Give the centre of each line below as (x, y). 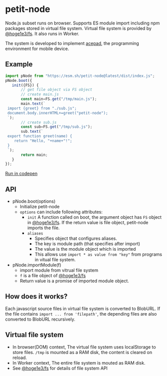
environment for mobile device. (37, 48)
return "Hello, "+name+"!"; (43, 141)
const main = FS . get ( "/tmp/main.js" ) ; (59, 99)
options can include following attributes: (61, 212)
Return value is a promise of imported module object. (75, 281)
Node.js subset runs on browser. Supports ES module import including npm (83, 23)
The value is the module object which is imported (85, 249)
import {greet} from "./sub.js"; (42, 108)
